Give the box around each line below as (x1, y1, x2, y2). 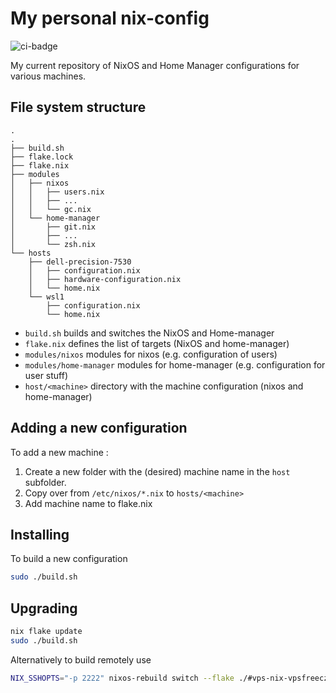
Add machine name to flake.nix (24, 497, 153, 509)
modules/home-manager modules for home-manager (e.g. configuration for (24, 358, 326, 371)
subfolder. (24, 476, 67, 488)
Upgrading (10, 600, 78, 617)
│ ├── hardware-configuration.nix (28, 274, 182, 284)
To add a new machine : (10, 446, 109, 458)
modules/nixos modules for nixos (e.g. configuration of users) (24, 348, 278, 360)
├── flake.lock (10, 152, 74, 162)
